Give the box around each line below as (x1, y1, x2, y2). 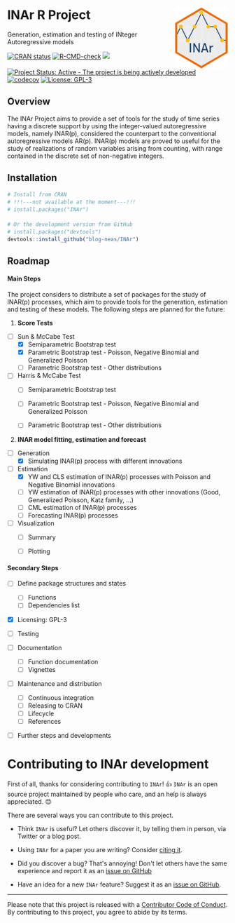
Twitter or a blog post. (17, 832, 82, 841)
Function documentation (27, 657, 99, 666)
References (27, 717, 62, 726)
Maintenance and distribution (17, 679, 102, 687)
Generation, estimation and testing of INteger (7, 30, 138, 39)
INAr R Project (7, 7, 91, 23)
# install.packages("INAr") (7, 206, 90, 213)
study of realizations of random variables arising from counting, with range (7, 144, 223, 152)
